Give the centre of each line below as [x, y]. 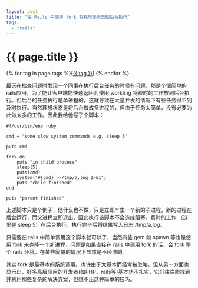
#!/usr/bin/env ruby [32, 126]
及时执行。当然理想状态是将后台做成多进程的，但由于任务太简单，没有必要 [96, 108]
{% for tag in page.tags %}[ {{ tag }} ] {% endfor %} [68, 74]
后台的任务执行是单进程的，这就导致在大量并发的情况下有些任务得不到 [107, 100]
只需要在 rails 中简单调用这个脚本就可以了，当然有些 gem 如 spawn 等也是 [96, 237]
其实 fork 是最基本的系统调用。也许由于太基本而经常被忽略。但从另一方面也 [98, 264]
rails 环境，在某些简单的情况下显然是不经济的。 [70, 252]
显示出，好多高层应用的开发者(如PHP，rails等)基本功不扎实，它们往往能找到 [98, 272]
